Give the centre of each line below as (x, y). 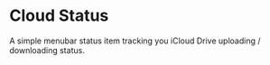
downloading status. (47, 50)
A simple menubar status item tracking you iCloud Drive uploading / (135, 41)
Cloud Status (59, 16)
